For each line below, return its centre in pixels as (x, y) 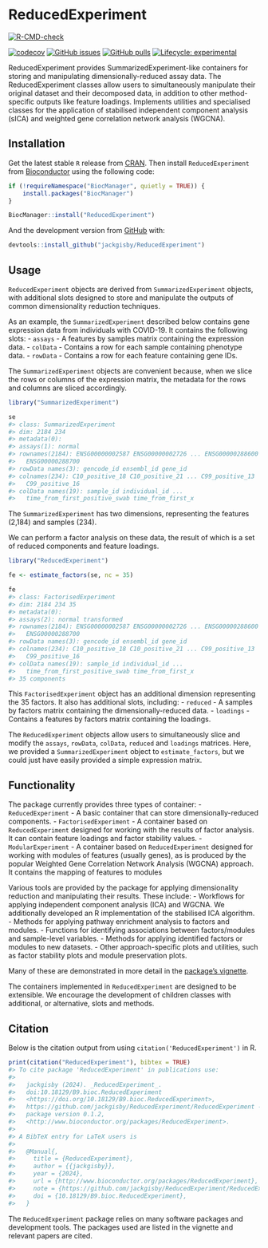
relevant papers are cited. (51, 1235)
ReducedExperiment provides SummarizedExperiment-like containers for (128, 67)
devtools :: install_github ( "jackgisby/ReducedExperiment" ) (106, 245)
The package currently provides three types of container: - (105, 804)
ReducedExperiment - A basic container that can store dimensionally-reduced (134, 813)
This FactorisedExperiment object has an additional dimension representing (132, 694)
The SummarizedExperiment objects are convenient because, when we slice (130, 371)
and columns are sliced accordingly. (68, 388)
